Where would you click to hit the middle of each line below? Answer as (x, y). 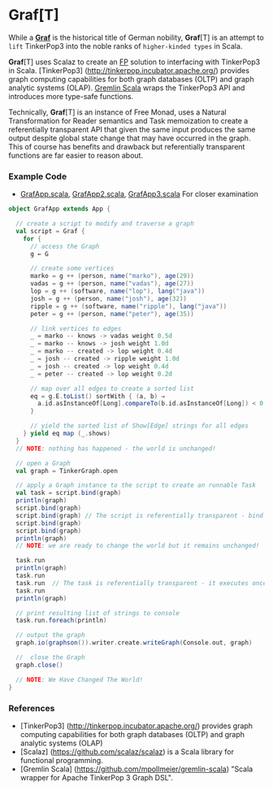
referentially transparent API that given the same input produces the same (132, 129)
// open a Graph (43, 463)
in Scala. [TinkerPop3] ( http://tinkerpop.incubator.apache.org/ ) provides (129, 70)
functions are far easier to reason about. (76, 155)
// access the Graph (65, 246)
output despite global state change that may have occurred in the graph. (130, 138)
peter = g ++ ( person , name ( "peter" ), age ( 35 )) (112, 314)
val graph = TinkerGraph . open (67, 471)
